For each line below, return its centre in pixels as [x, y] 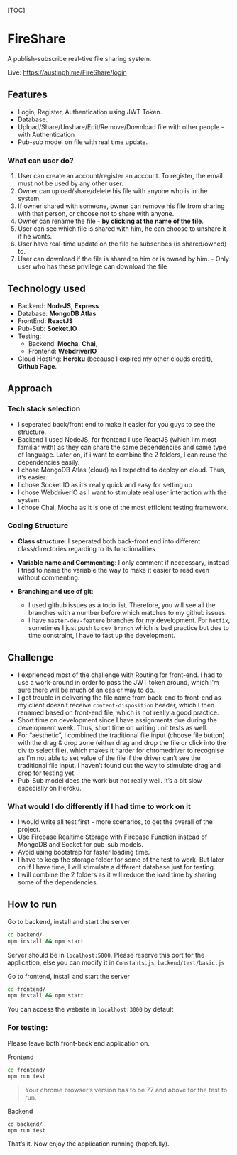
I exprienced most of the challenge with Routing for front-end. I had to [120, 675]
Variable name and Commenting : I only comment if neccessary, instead [123, 562]
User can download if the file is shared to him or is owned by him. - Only [123, 259]
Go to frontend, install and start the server [68, 976]
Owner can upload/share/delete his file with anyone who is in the [112, 191]
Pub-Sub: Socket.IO [47, 328]
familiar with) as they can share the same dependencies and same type [122, 447]
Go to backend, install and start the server [69, 921]
